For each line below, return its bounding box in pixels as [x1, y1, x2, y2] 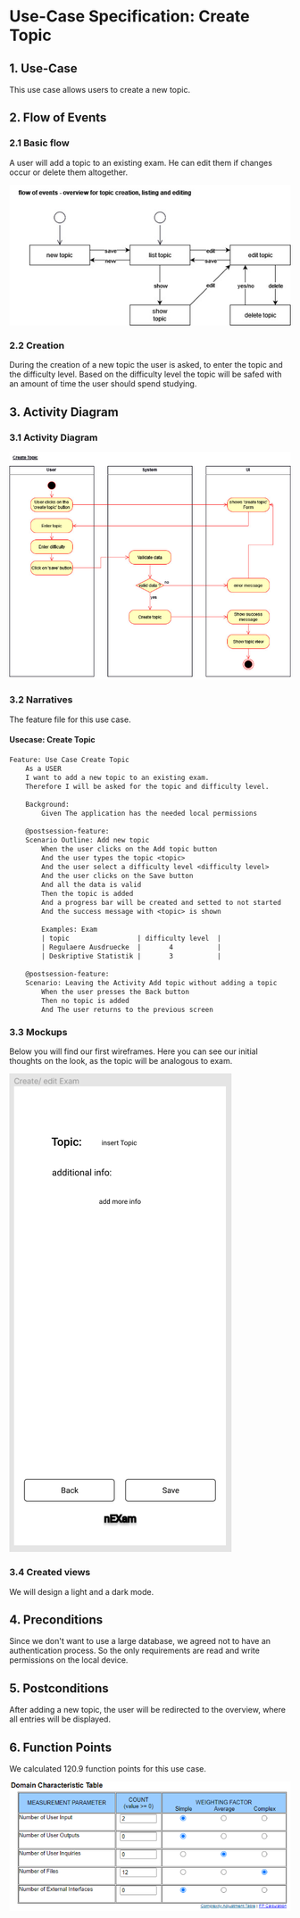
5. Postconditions [9, 1681, 109, 1696]
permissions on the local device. [9, 1655, 129, 1665]
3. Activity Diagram [9, 404, 119, 419]
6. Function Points [9, 1739, 112, 1755]
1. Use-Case [9, 61, 78, 76]
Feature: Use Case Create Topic [9, 755, 129, 764]
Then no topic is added [41, 996, 129, 1005]
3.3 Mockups [9, 1025, 68, 1038]
